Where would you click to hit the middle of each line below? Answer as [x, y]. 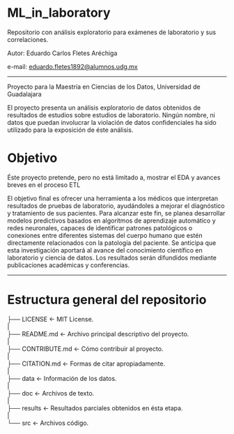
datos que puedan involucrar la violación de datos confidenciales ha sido [112, 122]
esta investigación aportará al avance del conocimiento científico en [105, 250]
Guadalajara [24, 94]
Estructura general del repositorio [107, 300]
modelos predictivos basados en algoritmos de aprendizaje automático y [111, 220]
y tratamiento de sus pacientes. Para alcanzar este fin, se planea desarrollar [116, 213]
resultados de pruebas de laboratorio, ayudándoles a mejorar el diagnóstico [116, 205]
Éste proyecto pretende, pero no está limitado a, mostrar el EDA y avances [114, 177]
